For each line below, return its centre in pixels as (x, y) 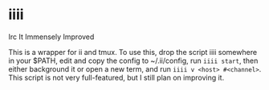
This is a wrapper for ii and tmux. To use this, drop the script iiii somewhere (133, 52)
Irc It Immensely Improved (51, 37)
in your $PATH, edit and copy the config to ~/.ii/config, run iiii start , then (133, 61)
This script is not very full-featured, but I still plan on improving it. (116, 77)
